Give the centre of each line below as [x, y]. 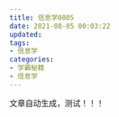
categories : [32, 59]
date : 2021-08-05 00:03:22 [60, 26]
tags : [19, 43]
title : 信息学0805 [42, 18]
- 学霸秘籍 [27, 68]
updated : [26, 34]
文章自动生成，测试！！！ [57, 103]
